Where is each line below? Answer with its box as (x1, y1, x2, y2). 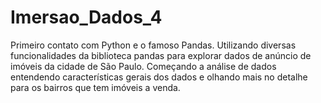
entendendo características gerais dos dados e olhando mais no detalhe (10, 71, 308, 83)
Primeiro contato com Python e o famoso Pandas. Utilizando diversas (10, 39, 297, 51)
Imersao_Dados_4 (10, 6, 163, 29)
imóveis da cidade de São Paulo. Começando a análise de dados (10, 60, 277, 72)
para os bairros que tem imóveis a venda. (10, 81, 181, 93)
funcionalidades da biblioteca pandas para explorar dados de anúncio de (10, 49, 312, 61)
